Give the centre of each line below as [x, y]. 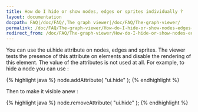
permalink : [19, 28]
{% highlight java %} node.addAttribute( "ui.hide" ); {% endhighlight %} [93, 80]
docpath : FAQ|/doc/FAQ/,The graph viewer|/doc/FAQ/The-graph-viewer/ [93, 22]
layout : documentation [34, 17]
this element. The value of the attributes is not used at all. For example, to [95, 63]
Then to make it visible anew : [42, 91]
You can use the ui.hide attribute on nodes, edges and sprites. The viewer [96, 50]
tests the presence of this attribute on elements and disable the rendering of [99, 56]
